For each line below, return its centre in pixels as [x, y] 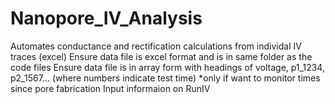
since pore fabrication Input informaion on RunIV [110, 88]
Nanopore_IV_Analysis [106, 18]
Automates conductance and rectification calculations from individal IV [156, 46]
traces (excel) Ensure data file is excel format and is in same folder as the [161, 56]
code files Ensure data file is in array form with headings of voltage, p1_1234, [167, 67]
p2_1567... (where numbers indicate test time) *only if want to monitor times [165, 78]
